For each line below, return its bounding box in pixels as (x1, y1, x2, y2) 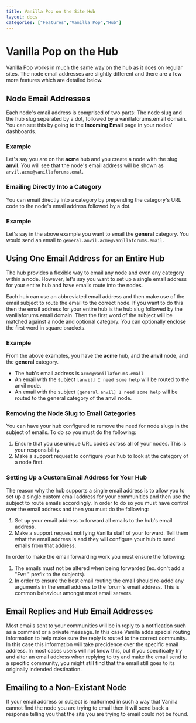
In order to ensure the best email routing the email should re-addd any (14, 577, 184, 584)
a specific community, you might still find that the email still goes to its (6, 659, 176, 666)
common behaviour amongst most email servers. (14, 589, 133, 596)
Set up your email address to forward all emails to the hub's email (14, 517, 173, 524)
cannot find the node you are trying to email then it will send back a (6, 704, 169, 711)
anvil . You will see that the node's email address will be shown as (6, 162, 164, 169)
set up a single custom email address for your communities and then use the (6, 493, 191, 500)
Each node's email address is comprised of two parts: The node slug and (6, 109, 183, 116)
